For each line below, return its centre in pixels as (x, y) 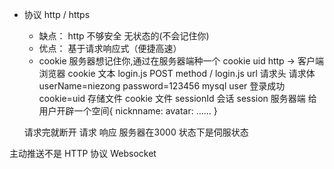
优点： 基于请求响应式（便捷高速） (110, 48)
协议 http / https (57, 14)
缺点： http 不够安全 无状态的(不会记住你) (124, 36)
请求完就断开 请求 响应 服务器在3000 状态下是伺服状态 (136, 132)
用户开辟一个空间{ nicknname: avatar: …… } (128, 111)
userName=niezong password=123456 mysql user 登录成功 (162, 86)
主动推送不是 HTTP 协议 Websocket (83, 153)
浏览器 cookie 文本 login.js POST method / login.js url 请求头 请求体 (177, 73)
